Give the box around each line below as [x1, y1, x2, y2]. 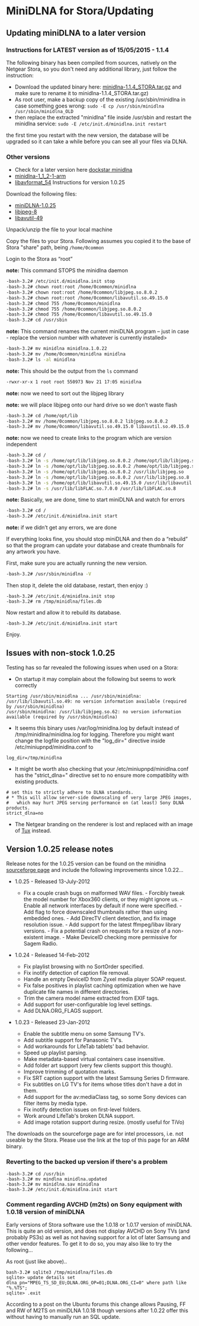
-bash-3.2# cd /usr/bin [6, 1171, 65, 1177]
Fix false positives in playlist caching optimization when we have [23, 982, 181, 989]
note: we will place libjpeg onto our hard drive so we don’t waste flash [6, 401, 178, 408]
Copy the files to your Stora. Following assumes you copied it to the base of [6, 238, 191, 245]
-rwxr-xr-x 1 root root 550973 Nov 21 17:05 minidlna [6, 379, 142, 385]
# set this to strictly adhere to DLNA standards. [6, 789, 134, 795]
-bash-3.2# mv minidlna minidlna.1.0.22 [6, 346, 108, 352]
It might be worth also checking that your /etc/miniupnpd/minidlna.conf [14, 765, 189, 772]
